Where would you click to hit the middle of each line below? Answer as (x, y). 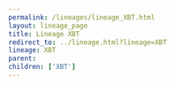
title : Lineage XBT (44, 34)
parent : (23, 58)
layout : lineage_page (48, 26)
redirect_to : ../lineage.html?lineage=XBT (88, 42)
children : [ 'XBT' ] (42, 67)
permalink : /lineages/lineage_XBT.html (82, 17)
